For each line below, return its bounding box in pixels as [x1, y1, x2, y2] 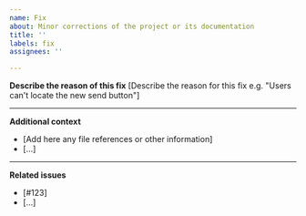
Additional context [9, 116, 82, 128]
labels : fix [9, 38, 55, 48]
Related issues [9, 170, 66, 180]
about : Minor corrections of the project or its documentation [9, 22, 255, 31]
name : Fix [9, 13, 47, 23]
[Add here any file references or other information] [22, 134, 213, 145]
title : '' [9, 30, 47, 39]
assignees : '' [9, 47, 64, 57]
